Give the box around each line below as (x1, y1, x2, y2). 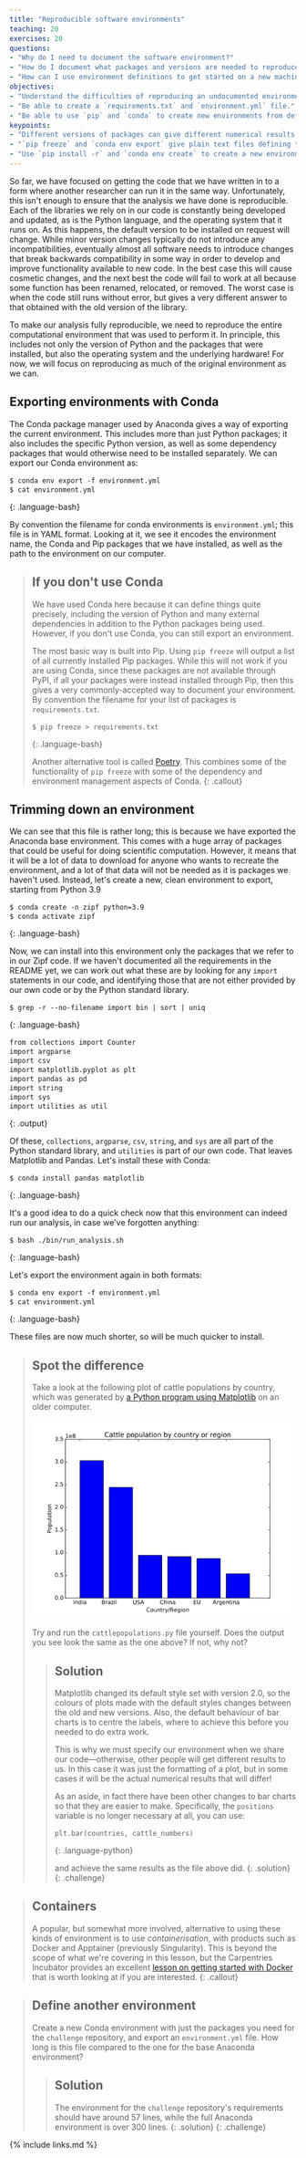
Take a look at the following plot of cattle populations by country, (31, 1382, 276, 1393)
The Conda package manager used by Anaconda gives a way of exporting (9, 418, 289, 429)
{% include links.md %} (9, 2139, 98, 2150)
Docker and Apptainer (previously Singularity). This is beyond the (31, 1942, 278, 1953)
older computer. (31, 1402, 93, 1413)
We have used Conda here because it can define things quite (31, 599, 261, 610)
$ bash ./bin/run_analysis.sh (9, 1236, 125, 1246)
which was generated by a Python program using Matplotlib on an (31, 1392, 280, 1402)
